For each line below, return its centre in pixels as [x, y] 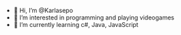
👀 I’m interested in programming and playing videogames [94, 17]
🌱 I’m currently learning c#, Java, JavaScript [76, 25]
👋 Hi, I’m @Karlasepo [43, 10]
